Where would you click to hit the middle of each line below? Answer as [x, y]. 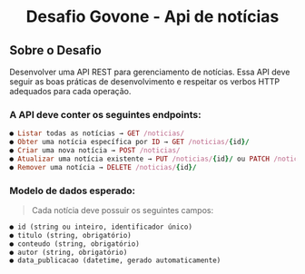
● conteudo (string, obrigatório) [75, 244]
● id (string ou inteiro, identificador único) [101, 227]
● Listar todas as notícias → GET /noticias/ [97, 133]
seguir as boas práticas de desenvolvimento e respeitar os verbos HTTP [144, 82]
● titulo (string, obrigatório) [70, 235]
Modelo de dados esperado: [73, 191]
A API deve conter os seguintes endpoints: [105, 114]
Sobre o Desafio [55, 50]
